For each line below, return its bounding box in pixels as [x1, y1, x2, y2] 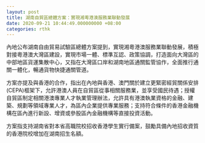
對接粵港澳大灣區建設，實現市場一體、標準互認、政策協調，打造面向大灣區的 [6, 51, 199, 58]
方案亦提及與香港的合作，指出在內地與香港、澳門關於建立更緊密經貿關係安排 [6, 79, 199, 86]
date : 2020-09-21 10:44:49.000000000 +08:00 [6, 20, 121, 26]
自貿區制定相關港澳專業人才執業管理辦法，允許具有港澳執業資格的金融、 [6, 94, 188, 102]
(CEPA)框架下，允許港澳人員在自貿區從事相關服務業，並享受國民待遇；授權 [6, 86, 195, 94]
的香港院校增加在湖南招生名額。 [6, 130, 87, 138]
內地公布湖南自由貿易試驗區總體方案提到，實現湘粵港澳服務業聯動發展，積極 [6, 43, 199, 51]
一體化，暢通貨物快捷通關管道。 [11, 66, 92, 74]
